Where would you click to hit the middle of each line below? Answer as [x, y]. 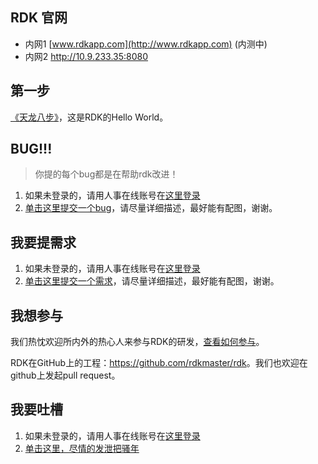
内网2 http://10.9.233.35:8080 [86, 56]
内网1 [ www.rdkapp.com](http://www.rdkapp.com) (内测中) [146, 44]
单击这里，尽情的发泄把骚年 [82, 448]
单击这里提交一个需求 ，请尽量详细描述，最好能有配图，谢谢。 [152, 281]
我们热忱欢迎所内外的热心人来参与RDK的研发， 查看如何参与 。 [137, 342]
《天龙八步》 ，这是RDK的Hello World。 [89, 117]
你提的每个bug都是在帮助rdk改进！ [106, 174]
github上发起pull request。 [65, 375]
